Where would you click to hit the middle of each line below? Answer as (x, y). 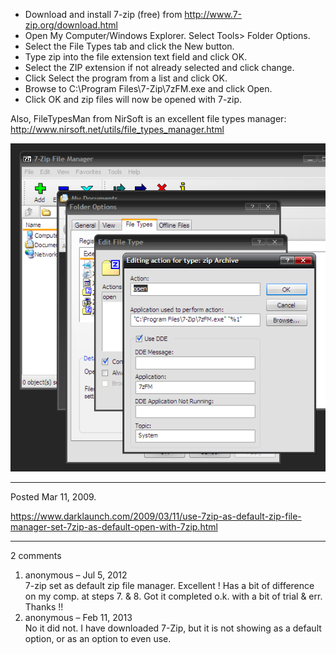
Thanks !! (44, 606)
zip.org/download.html (71, 25)
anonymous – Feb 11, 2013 (78, 617)
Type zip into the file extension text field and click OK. (136, 57)
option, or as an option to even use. (98, 638)
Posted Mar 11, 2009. (53, 496)
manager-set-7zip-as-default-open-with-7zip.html (114, 526)
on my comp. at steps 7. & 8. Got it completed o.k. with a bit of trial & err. (173, 596)
